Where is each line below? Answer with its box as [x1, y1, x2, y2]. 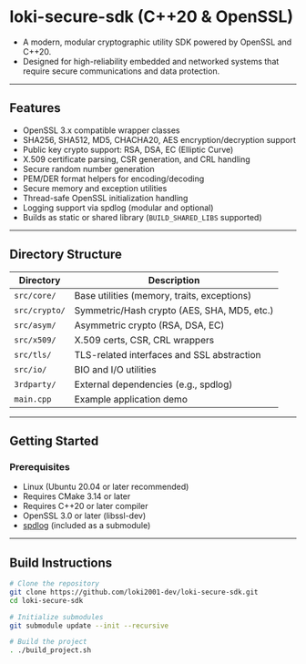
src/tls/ [14, 349, 52, 360]
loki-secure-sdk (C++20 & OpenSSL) [9, 6, 294, 27]
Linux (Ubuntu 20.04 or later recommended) [22, 481, 189, 493]
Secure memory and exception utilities [22, 182, 168, 193]
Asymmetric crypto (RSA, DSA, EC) [74, 319, 225, 332]
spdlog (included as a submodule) [22, 520, 151, 531]
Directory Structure [9, 247, 123, 262]
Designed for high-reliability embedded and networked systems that [22, 56, 280, 66]
